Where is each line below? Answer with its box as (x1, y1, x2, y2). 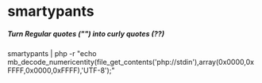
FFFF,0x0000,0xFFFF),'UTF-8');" (7, 66, 115, 75)
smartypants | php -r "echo (7, 49, 97, 58)
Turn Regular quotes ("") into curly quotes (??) (7, 28, 164, 38)
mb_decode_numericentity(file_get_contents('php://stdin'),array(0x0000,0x (7, 58, 255, 67)
